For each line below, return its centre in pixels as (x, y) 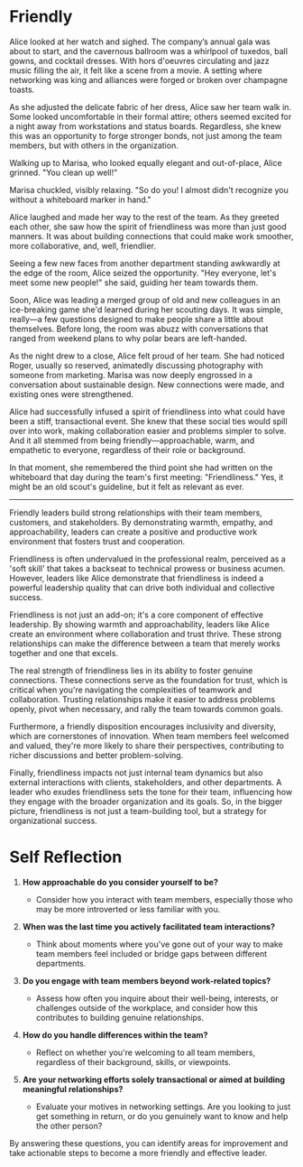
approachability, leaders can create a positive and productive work (133, 532)
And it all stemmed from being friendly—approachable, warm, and (132, 440)
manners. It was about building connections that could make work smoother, (151, 236)
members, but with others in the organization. (94, 145)
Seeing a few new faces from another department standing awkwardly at (145, 263)
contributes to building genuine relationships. (120, 1017)
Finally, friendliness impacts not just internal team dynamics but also (136, 773)
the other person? (69, 1125)
